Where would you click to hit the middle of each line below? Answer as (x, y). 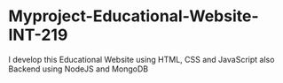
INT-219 (38, 35)
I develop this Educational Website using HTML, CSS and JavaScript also (141, 59)
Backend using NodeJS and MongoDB (78, 69)
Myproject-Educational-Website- (134, 16)
